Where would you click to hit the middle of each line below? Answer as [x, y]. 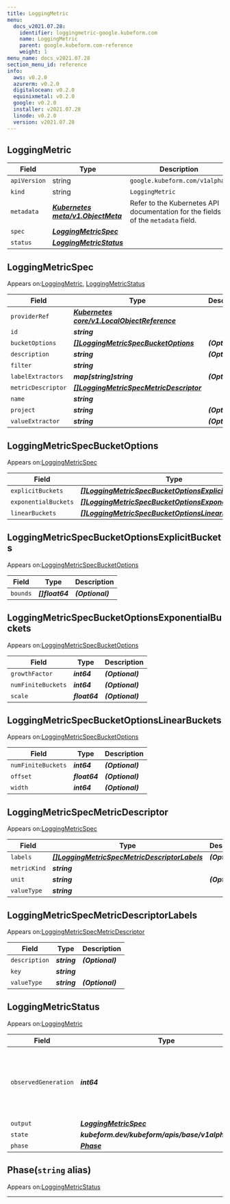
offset [21, 777]
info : [15, 71]
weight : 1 [34, 52]
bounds [21, 593]
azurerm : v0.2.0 [36, 84]
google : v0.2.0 [35, 103]
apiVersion [28, 181]
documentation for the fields [175, 212]
